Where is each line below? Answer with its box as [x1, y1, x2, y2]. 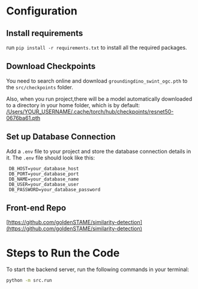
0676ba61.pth [6, 114, 41, 121]
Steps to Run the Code [6, 246, 120, 260]
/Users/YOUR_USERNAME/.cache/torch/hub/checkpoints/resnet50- [6, 108, 174, 115]
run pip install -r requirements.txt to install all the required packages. [6, 44, 187, 51]
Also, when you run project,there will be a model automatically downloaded [6, 95, 193, 103]
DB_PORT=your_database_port [8, 171, 79, 177]
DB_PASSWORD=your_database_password [8, 186, 101, 192]
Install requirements [6, 28, 83, 38]
